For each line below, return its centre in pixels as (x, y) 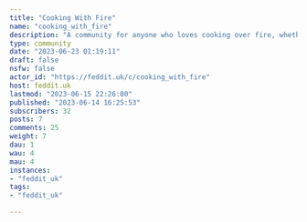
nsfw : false (32, 69)
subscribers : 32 (40, 111)
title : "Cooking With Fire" (63, 18)
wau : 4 (22, 153)
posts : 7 (26, 119)
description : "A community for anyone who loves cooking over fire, (143, 35)
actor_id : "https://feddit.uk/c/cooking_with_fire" (110, 77)
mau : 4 (22, 161)
